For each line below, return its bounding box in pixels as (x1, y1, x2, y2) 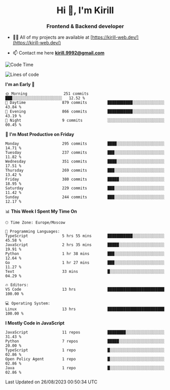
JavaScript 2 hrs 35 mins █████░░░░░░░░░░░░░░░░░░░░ (5, 242, 165, 247)
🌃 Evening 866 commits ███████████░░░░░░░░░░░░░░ (5, 109, 165, 114)
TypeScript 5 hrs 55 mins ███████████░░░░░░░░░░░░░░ (5, 234, 165, 239)
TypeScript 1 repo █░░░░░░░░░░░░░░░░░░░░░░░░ (5, 348, 165, 353)
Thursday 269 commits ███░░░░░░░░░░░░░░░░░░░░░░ (5, 168, 165, 173)
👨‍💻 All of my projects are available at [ (12, 34, 92, 40)
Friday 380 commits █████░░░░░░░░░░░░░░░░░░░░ (5, 177, 165, 182)
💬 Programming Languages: (5, 229, 60, 234)
